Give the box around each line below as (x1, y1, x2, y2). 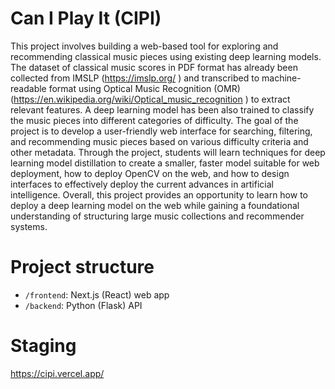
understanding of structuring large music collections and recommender (10, 210, 305, 222)
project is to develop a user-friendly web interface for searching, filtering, (10, 125, 313, 137)
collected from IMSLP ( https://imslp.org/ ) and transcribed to (10, 72, 260, 84)
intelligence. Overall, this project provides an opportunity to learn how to (10, 188, 308, 201)
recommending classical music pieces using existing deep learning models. (10, 50, 322, 62)
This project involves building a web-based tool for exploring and (10, 40, 279, 52)
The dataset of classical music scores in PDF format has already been (10, 61, 298, 73)
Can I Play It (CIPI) (10, 7, 162, 30)
